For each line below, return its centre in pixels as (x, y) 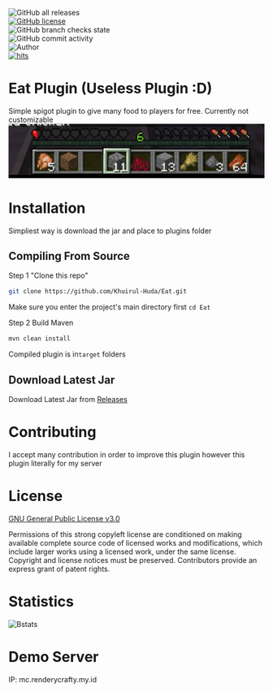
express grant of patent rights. (59, 569)
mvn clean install (39, 339)
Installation (47, 208)
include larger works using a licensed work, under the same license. (122, 551)
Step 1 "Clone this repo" (48, 275)
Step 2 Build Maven (41, 323)
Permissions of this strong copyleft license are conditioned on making (125, 534)
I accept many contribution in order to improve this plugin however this (127, 454)
